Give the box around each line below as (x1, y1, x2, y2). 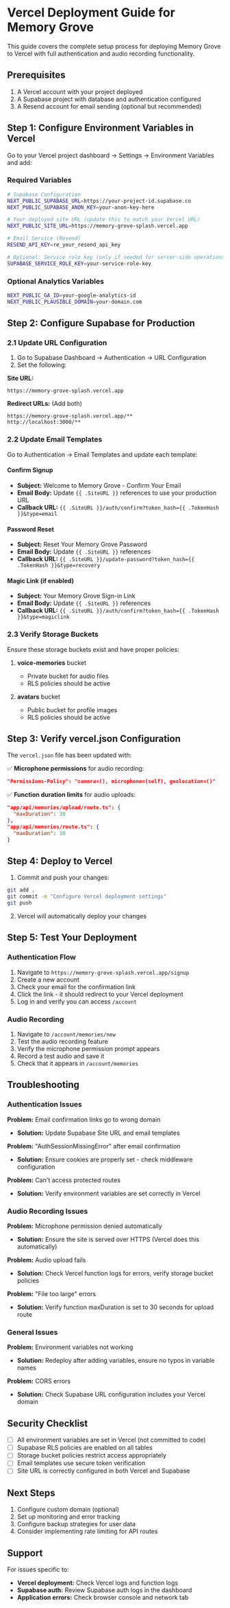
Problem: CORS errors (7, 1377, 71, 1385)
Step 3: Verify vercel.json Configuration (7, 733, 181, 745)
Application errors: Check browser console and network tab (16, 1594, 189, 1602)
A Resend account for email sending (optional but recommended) (16, 102, 202, 111)
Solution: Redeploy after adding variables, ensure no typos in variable (16, 1357, 215, 1365)
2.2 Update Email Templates (7, 435, 103, 444)
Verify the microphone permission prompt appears (16, 1045, 160, 1053)
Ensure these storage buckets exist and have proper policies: (7, 645, 179, 653)
